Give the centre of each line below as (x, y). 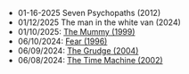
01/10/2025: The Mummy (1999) (76, 32)
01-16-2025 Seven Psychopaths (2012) (89, 13)
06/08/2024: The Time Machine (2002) (90, 60)
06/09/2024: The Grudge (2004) (78, 51)
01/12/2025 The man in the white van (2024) (99, 22)
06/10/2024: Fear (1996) (62, 41)
